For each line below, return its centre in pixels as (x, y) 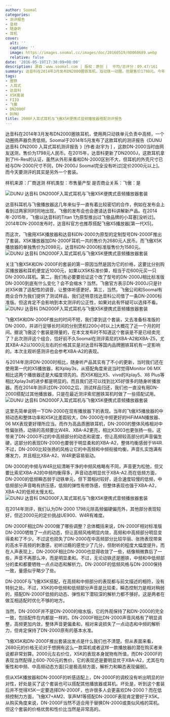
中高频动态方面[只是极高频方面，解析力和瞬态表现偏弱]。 (91, 666)
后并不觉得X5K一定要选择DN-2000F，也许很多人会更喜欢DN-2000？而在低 (83, 690)
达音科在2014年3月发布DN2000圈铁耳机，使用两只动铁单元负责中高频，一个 (85, 134)
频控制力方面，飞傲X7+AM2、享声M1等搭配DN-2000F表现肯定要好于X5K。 (83, 696)
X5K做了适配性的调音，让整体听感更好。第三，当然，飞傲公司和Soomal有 (86, 289)
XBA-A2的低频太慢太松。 (31, 492)
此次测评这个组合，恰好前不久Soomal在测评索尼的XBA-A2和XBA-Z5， (87, 338)
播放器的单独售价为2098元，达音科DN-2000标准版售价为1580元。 (74, 247)
